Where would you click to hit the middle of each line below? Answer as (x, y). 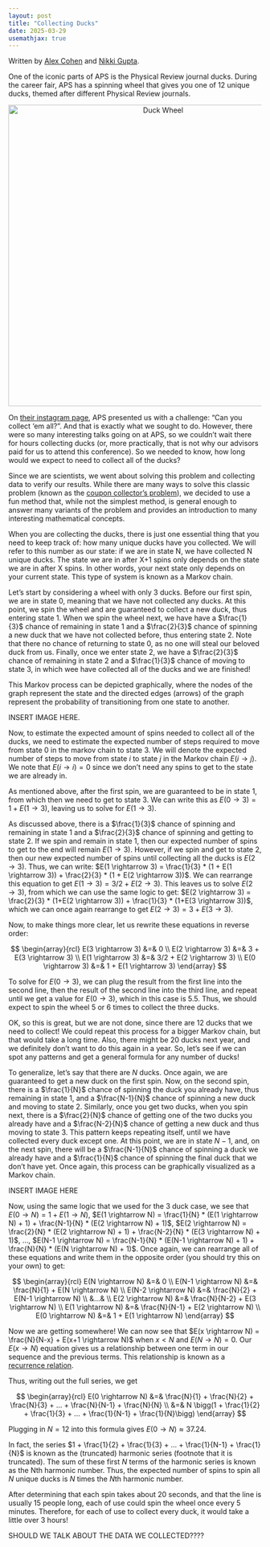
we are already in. (38, 776)
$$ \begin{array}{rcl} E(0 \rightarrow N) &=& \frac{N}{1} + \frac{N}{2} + (135, 1397)
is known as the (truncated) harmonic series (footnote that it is (129, 1453)
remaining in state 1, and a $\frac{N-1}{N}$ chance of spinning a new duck (132, 1099)
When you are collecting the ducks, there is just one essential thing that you (134, 534)
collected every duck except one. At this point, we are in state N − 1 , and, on (134, 1141)
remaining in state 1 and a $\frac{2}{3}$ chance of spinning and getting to (131, 833)
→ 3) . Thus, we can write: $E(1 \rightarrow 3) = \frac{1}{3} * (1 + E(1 (120, 867)
